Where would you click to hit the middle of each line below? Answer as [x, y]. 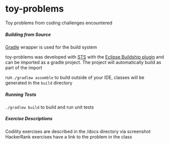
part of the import [24, 67]
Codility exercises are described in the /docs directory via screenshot [78, 131]
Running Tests [21, 94]
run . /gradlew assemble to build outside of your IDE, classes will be [75, 77]
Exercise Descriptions [29, 119]
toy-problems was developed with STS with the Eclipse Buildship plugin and [84, 57]
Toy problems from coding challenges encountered [59, 23]
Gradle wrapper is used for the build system [51, 47]
